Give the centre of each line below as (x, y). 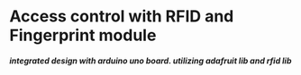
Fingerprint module (83, 35)
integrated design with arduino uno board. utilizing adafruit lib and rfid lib (150, 61)
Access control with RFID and (122, 17)
